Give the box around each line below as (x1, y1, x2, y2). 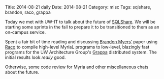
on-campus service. (5, 29, 46, 35)
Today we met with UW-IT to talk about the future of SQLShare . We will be (5, 19, 156, 25)
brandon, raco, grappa (5, 9, 51, 15)
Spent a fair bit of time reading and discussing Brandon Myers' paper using (5, 39, 158, 45)
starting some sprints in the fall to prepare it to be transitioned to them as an (5, 24, 160, 30)
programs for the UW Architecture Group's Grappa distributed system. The (5, 49, 157, 55)
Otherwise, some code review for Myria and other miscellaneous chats (5, 64, 149, 70)
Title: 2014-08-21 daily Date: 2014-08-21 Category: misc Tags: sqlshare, (5, 4, 152, 10)
